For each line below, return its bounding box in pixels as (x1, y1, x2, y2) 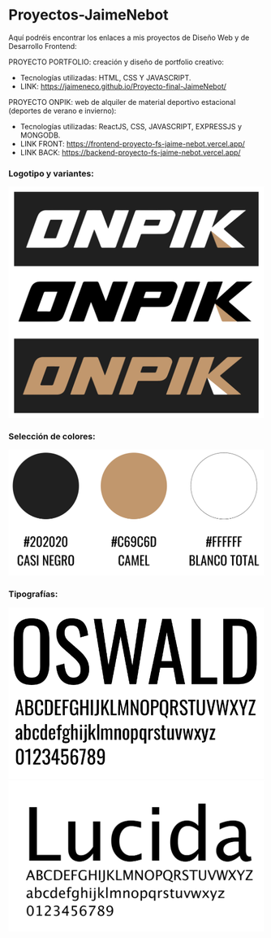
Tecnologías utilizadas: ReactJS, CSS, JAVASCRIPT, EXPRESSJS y (19, 121, 242, 131)
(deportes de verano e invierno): (8, 106, 117, 116)
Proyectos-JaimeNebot (8, 6, 169, 24)
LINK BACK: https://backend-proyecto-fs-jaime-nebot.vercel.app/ (19, 147, 241, 157)
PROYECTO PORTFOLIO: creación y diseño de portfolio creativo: (8, 57, 225, 67)
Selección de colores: (8, 430, 96, 442)
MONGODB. (19, 130, 61, 140)
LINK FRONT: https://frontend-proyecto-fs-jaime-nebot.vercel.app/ (19, 138, 246, 148)
